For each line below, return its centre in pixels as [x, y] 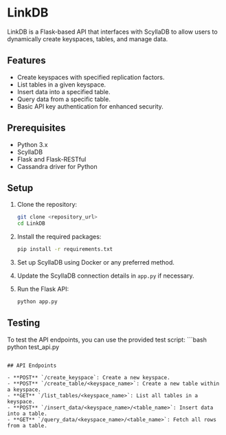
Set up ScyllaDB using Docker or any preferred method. [96, 262]
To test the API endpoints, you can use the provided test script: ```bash [107, 339]
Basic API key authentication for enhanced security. [90, 106]
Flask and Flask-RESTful [52, 159]
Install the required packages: [59, 237]
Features [26, 61]
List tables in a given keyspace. [61, 85]
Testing [24, 323]
